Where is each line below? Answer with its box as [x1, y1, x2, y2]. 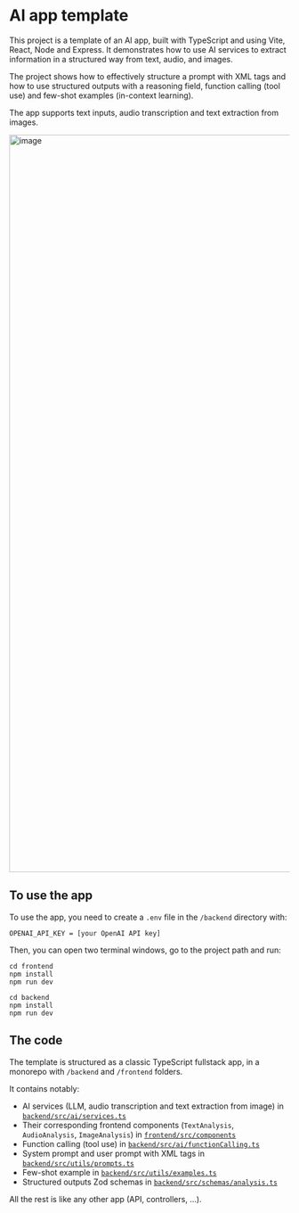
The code [9, 1033, 63, 1048]
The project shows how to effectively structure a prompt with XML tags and [9, 70, 287, 81]
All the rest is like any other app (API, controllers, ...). [9, 1193, 202, 1204]
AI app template [9, 5, 129, 26]
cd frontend [9, 961, 53, 970]
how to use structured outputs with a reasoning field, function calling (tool [9, 80, 280, 91]
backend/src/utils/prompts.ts [21, 1159, 135, 1168]
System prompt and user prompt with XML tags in [21, 1148, 206, 1159]
